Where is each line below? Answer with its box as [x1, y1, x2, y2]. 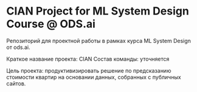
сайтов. [6, 80, 26, 87]
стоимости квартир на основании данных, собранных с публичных [6, 73, 181, 80]
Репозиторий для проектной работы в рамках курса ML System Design [6, 37, 192, 44]
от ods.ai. [6, 44, 30, 51]
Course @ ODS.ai [6, 17, 96, 31]
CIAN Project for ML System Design [6, 4, 190, 18]
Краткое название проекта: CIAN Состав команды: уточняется [6, 55, 170, 62]
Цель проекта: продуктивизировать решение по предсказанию [6, 67, 171, 74]
